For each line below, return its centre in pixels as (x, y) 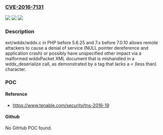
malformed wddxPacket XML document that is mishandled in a (70, 58)
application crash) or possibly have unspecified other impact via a (73, 53)
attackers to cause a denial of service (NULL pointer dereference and (77, 48)
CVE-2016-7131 (24, 7)
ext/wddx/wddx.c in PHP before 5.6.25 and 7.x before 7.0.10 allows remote (81, 42)
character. (16, 69)
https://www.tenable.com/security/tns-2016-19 (61, 105)
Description (20, 32)
